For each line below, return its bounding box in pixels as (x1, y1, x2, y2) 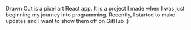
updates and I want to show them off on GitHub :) (5, 18, 129, 24)
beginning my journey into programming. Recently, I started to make (5, 11, 176, 18)
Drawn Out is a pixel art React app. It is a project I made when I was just (5, 5, 185, 12)
